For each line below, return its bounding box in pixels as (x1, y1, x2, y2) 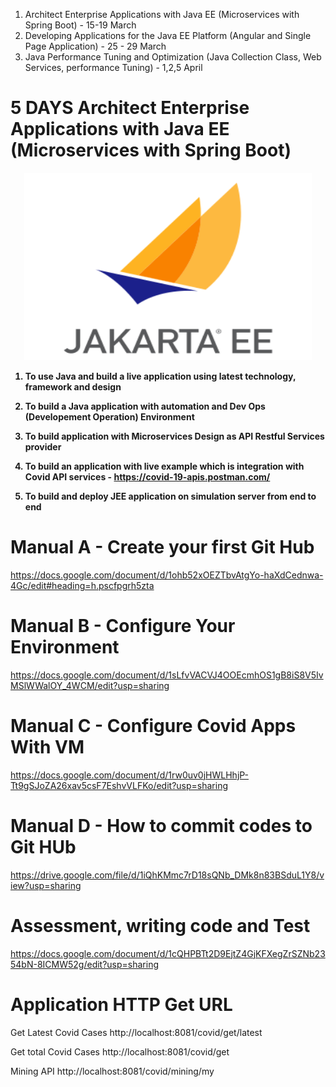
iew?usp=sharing (10, 879, 82, 891)
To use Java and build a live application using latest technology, (24, 370, 297, 382)
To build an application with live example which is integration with (24, 460, 305, 472)
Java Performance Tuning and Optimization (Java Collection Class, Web (24, 51, 322, 63)
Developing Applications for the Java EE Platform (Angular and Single (24, 30, 312, 41)
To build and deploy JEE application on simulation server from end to (24, 490, 317, 502)
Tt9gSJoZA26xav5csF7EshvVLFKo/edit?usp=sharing (10, 779, 228, 791)
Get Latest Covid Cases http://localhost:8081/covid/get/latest (10, 1026, 263, 1038)
